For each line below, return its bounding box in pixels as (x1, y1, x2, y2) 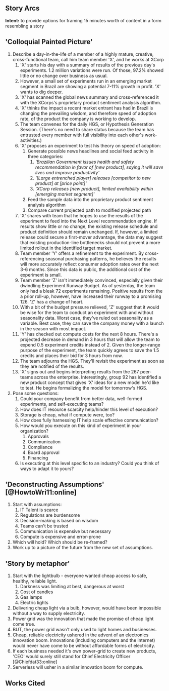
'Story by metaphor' (5, 559, 70, 568)
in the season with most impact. (20, 325, 87, 331)
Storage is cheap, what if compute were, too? (20, 411, 115, 417)
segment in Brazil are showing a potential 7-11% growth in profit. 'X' (20, 83, 161, 89)
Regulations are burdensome (20, 512, 80, 518)
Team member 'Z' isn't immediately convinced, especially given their (20, 277, 163, 283)
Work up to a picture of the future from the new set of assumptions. (12, 545, 153, 551)
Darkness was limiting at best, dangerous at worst (20, 584, 125, 590)
